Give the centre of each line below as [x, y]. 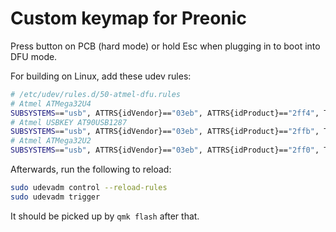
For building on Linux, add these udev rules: [101, 76]
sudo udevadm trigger [55, 197]
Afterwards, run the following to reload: [91, 169]
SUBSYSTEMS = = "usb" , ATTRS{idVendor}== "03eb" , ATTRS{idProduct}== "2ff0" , [165, 150]
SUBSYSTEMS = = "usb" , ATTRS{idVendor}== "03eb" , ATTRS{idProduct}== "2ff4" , [165, 113]
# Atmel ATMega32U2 [51, 141]
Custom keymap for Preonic [128, 18]
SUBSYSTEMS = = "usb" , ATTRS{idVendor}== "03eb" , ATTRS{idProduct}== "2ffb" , [165, 132]
